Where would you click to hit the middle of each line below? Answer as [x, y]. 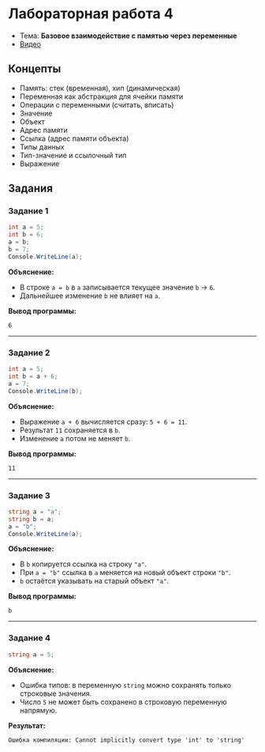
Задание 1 [28, 211]
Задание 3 [29, 495]
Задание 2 [29, 353]
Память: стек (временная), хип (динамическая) [100, 88]
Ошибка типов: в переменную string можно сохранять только [125, 685]
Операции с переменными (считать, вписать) [97, 104]
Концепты [35, 69]
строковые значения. [56, 693]
